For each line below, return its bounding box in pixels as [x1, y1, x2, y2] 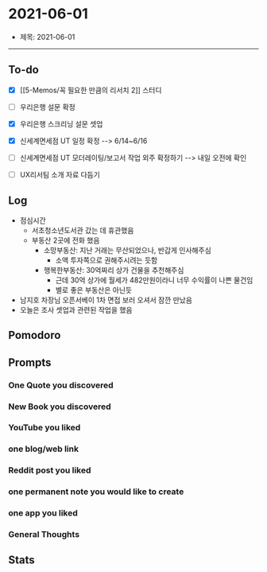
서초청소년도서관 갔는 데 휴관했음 [31, 225, 134, 235]
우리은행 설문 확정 [19, 102, 75, 111]
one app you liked [8, 508, 78, 519]
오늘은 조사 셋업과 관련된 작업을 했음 [19, 305, 133, 314]
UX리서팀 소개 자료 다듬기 [19, 170, 101, 180]
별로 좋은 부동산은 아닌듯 [55, 285, 133, 294]
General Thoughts [8, 529, 80, 540]
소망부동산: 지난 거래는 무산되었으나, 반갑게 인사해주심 [43, 245, 212, 255]
